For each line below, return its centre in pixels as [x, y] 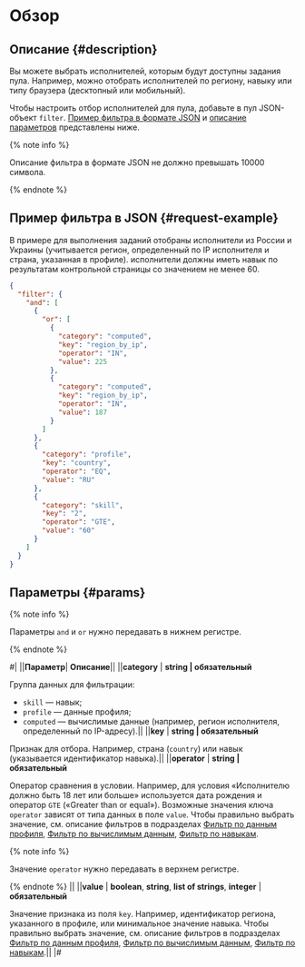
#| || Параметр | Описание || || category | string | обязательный [131, 667]
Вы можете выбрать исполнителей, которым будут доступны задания [145, 71]
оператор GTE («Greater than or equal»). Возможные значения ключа [142, 805]
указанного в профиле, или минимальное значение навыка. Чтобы [139, 923]
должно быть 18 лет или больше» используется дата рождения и [136, 795]
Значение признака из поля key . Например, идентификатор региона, [143, 914]
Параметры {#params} [78, 592]
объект [23, 118]
